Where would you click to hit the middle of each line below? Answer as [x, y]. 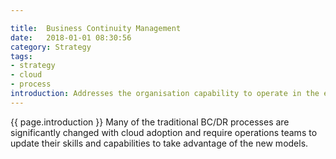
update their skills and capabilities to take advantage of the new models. [159, 143]
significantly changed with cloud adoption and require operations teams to [164, 132]
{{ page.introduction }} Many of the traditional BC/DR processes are [150, 122]
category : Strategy [51, 47]
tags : [21, 56]
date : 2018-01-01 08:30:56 [71, 37]
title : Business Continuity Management [96, 28]
